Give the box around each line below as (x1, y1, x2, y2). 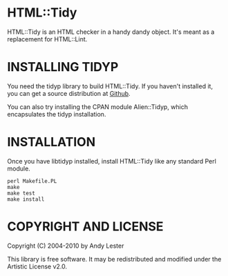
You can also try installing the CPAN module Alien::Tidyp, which (7, 102, 189, 111)
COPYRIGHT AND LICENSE (7, 219, 164, 234)
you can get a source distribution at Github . (7, 89, 131, 97)
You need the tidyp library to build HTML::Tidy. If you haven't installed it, (7, 81, 213, 90)
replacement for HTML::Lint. (7, 34, 88, 43)
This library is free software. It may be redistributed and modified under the (7, 255, 222, 263)
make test (7, 190, 36, 197)
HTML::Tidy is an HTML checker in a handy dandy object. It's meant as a (7, 28, 215, 36)
